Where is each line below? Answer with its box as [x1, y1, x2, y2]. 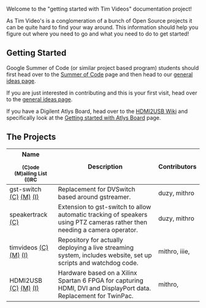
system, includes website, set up [58, 251, 152, 260]
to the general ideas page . [6, 95, 73, 103]
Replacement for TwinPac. [58, 291, 134, 300]
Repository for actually [58, 236, 124, 244]
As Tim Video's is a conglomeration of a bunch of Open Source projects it [6, 17, 193, 24]
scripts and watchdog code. [58, 258, 139, 267]
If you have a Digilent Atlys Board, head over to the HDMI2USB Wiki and [6, 107, 188, 115]
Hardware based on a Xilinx [58, 268, 137, 277]
